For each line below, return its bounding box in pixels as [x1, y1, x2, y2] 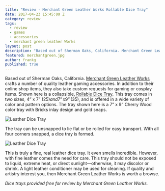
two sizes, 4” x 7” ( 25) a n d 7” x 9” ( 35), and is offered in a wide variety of [5, 96, 149, 102]
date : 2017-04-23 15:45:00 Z [5, 12, 65, 17]
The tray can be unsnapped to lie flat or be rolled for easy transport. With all [5, 126, 159, 132]
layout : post [5, 44, 32, 49]
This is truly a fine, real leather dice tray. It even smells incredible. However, [5, 150, 158, 156]
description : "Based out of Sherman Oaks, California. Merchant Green [5, 48, 153, 53]
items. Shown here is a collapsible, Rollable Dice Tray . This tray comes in [5, 91, 152, 97]
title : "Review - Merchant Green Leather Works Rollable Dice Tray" [5, 7, 148, 12]
